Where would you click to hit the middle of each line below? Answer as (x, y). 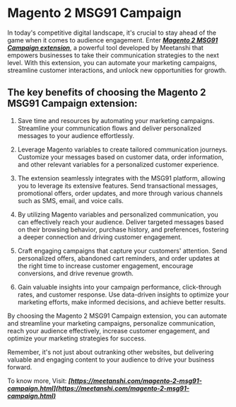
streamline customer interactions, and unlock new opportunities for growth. (117, 70)
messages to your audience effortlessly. (76, 135)
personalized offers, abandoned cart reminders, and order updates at (119, 258)
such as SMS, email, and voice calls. (70, 200)
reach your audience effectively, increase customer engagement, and (108, 331)
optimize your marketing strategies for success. (77, 338)
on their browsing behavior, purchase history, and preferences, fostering (123, 229)
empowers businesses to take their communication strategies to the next (113, 55)
